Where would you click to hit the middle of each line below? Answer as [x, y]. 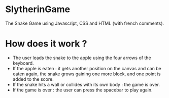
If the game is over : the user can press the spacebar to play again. [82, 90]
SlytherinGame [38, 9]
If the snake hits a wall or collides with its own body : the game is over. [86, 84]
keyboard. [23, 63]
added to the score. [33, 79]
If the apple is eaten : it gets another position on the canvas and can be [87, 68]
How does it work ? [46, 44]
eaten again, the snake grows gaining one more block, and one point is [87, 74]
